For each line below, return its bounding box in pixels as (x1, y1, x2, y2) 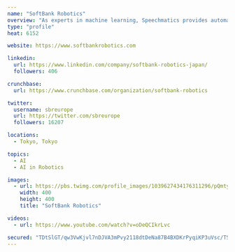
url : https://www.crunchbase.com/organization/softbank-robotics (13, 87, 208, 94)
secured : (7, 234, 33, 241)
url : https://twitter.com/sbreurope (13, 112, 120, 119)
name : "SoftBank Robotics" (7, 10, 86, 17)
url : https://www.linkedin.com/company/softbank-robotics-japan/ (13, 61, 208, 68)
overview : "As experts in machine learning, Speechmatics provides (7, 17, 208, 24)
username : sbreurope (13, 106, 73, 113)
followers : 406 (13, 68, 58, 75)
